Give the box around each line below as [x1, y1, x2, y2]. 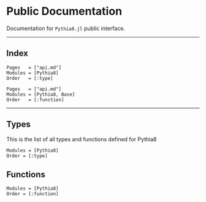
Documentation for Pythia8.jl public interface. [6, 25, 126, 32]
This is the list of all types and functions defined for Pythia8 [6, 135, 158, 142]
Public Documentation [6, 4, 123, 18]
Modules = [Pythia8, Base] [6, 91, 75, 98]
